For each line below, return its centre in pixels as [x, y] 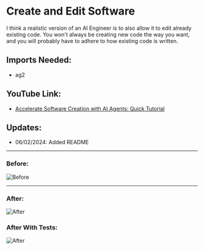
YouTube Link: [34, 94]
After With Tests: [32, 227]
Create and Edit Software [71, 11]
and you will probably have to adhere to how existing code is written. [92, 41]
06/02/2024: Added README [52, 142]
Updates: [24, 127]
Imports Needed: [39, 60]
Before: [18, 164]
